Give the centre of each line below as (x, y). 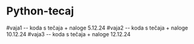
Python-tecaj (40, 11)
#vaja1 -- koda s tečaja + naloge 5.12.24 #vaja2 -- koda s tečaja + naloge (97, 28)
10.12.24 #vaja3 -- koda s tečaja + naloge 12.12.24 (69, 34)
